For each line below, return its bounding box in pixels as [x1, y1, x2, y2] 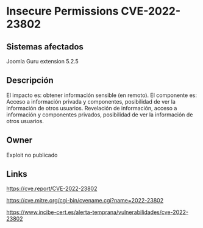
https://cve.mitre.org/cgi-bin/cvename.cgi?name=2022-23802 [6, 197, 163, 204]
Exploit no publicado [6, 151, 58, 159]
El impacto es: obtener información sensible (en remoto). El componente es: [6, 91, 197, 99]
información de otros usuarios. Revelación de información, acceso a [6, 104, 177, 112]
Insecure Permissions [6, 4, 119, 18]
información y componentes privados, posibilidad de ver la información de [6, 111, 193, 118]
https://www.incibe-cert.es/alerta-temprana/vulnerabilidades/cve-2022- [6, 208, 189, 216]
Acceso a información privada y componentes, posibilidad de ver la [6, 98, 176, 105]
